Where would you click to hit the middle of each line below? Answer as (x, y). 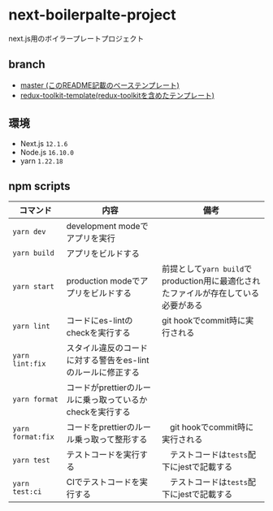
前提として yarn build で (207, 269)
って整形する (123, 440)
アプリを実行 (91, 239)
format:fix (33, 437)
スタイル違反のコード (107, 349)
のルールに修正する (103, 373)
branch (27, 65)
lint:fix (29, 364)
